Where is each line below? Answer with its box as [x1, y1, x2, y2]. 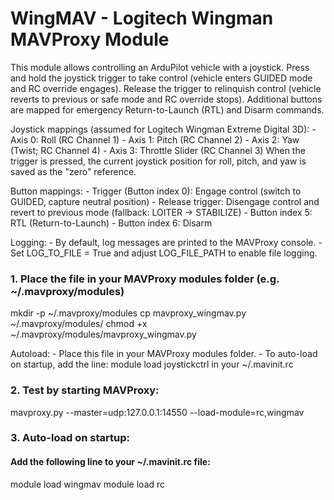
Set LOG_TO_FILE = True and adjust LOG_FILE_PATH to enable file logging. [10, 247, 318, 259]
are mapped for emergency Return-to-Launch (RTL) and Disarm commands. [10, 103, 325, 116]
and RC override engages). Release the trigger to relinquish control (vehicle [10, 82, 322, 94]
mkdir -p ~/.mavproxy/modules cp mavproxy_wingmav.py [10, 307, 247, 319]
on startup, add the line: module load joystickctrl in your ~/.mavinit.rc [10, 358, 294, 371]
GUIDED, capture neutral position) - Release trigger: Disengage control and [10, 195, 320, 207]
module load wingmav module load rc [10, 478, 166, 490]
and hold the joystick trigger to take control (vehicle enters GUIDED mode [10, 72, 313, 84]
